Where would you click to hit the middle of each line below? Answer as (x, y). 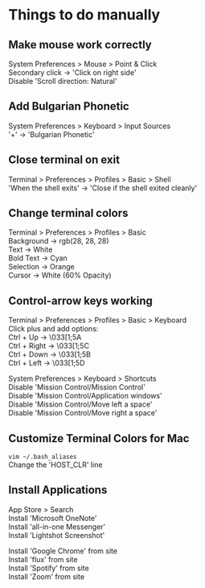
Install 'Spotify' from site (49, 568)
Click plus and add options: (53, 329)
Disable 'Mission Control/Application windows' (85, 396)
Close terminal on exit (64, 160)
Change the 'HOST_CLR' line (55, 465)
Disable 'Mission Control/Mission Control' (77, 387)
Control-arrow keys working (80, 300)
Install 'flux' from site (43, 559)
